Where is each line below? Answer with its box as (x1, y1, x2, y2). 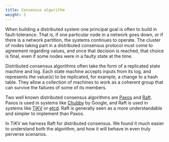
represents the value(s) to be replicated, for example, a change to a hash (5, 74, 158, 80)
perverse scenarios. (5, 131, 47, 137)
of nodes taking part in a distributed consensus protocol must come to (5, 42, 153, 48)
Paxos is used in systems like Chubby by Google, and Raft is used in (5, 99, 148, 105)
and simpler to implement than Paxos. (5, 110, 84, 117)
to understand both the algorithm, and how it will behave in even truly (5, 125, 151, 132)
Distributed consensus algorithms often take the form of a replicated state (5, 63, 160, 69)
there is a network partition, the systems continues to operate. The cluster (5, 37, 161, 43)
